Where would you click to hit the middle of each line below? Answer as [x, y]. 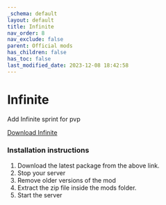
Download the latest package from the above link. [88, 165]
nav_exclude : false [35, 40]
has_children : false [37, 53]
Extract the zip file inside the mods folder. [77, 188]
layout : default [31, 20]
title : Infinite [31, 26]
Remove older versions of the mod [67, 180]
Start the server [40, 195]
